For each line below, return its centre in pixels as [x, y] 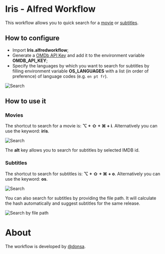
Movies [14, 115]
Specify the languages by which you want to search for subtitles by [81, 65]
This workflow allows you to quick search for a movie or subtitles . [72, 23]
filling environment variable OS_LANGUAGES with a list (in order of [81, 71]
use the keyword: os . [26, 179]
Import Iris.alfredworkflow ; [41, 50]
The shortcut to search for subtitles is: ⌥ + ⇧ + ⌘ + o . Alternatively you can [83, 174]
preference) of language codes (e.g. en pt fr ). [60, 76]
